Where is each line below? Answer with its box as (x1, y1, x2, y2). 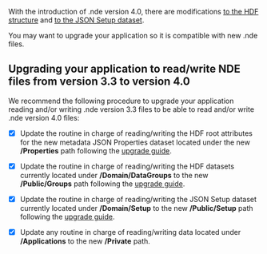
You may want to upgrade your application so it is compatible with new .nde (8, 31, 258, 40)
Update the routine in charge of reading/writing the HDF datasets (19, 161, 234, 171)
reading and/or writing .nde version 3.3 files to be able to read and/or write (8, 104, 254, 114)
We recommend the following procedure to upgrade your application (8, 96, 234, 105)
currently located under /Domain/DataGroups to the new (19, 170, 209, 180)
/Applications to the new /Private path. (19, 236, 150, 246)
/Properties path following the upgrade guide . (19, 145, 172, 155)
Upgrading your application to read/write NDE (8, 62, 241, 76)
